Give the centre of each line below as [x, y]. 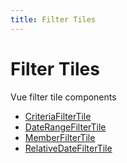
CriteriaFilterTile [58, 116]
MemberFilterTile [60, 137]
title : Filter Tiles [53, 19]
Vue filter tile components [63, 97]
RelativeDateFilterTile [68, 148]
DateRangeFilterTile [65, 127]
